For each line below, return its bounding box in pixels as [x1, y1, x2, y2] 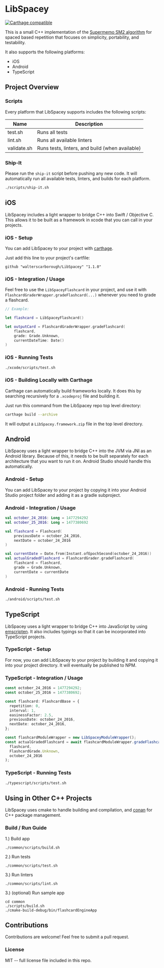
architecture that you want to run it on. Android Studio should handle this [5, 459, 151, 464]
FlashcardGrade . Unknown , [9, 749, 60, 754]
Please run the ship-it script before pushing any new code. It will [5, 170, 138, 176]
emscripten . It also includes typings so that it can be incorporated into [5, 628, 146, 634]
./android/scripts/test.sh [5, 597, 60, 601]
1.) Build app [5, 835, 30, 841]
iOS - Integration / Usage [5, 276, 65, 282]
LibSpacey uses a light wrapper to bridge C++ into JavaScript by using [5, 623, 148, 629]
